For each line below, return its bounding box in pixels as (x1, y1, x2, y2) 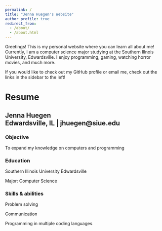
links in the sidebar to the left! (5, 75, 66, 80)
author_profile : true (5, 16, 50, 21)
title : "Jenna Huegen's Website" (5, 12, 74, 17)
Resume (5, 92, 40, 103)
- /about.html (9, 30, 39, 35)
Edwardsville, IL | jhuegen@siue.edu (5, 119, 120, 127)
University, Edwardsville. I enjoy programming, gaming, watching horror (5, 54, 151, 60)
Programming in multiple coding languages (5, 221, 93, 227)
